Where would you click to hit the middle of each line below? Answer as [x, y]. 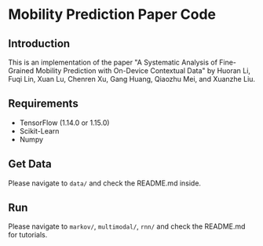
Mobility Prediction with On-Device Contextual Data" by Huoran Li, [143, 71]
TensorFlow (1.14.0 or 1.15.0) [64, 123]
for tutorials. [28, 235]
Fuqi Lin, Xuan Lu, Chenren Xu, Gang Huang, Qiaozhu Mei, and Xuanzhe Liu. [132, 79]
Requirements [43, 104]
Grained [21, 71]
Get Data [30, 164]
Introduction [39, 44]
